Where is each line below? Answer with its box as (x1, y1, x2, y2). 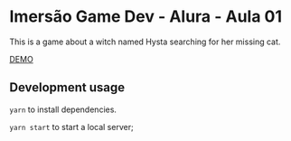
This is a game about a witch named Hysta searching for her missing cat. (9, 36, 281, 47)
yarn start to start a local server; (9, 121, 134, 132)
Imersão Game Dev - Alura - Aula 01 (9, 6, 283, 27)
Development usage (9, 80, 126, 96)
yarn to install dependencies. (9, 104, 117, 115)
